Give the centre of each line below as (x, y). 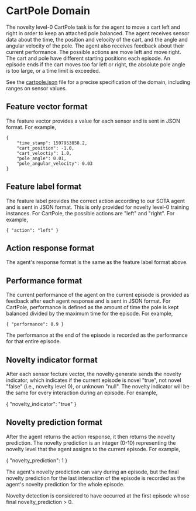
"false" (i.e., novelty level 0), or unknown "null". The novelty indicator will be (98, 386)
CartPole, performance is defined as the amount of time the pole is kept (92, 307)
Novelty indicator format (52, 360)
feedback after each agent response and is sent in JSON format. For (88, 301)
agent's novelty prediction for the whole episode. (65, 484)
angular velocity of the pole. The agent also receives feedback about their (95, 46)
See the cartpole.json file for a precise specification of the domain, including (98, 82)
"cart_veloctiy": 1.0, (44, 153)
